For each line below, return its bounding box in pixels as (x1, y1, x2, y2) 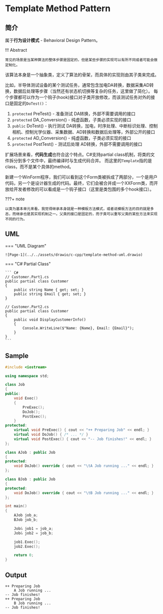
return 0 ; (14, 553, 34, 558)
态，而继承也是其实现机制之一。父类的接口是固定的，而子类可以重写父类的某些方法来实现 (5, 211, 158, 216)
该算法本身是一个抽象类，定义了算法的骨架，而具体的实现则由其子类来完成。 (5, 72, 159, 77)
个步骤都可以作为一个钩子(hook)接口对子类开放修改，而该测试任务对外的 (5, 95, 151, 100)
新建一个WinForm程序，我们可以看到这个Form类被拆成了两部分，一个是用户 (5, 174, 158, 180)
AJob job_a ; (14, 513, 38, 518)
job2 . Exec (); (14, 544, 41, 549)
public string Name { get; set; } (14, 287, 84, 292)
